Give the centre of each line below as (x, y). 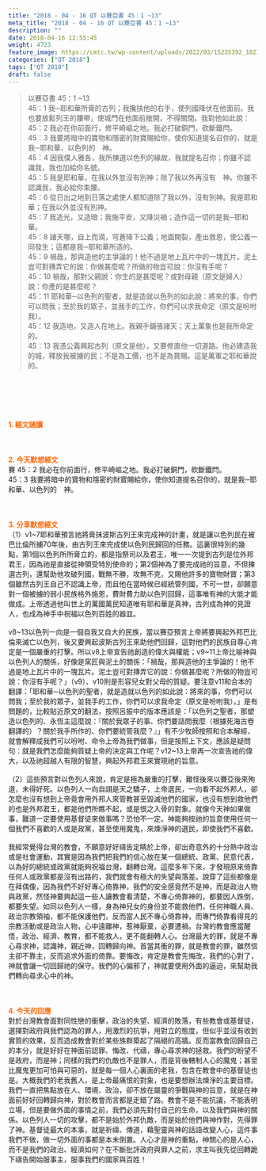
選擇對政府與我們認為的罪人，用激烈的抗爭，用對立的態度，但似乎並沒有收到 (133, 1030)
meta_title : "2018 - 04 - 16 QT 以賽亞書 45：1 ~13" (94, 23)
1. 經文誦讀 (26, 424)
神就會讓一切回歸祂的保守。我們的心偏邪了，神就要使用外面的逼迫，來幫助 (129, 965)
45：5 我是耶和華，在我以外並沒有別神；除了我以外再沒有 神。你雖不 (142, 177)
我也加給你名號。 (76, 167)
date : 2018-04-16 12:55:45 (53, 38)
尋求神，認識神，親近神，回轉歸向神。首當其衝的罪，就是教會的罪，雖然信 (136, 946)
